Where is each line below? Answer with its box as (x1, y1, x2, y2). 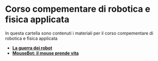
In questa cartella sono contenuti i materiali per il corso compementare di (5, 30, 154, 36)
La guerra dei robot (12, 45, 53, 51)
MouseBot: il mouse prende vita (12, 50, 79, 56)
